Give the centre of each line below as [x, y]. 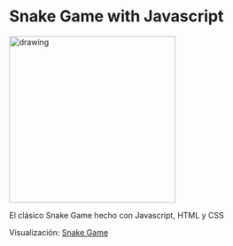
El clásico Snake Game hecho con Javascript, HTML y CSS [116, 215]
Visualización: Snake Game [59, 232]
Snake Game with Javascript [116, 16]
